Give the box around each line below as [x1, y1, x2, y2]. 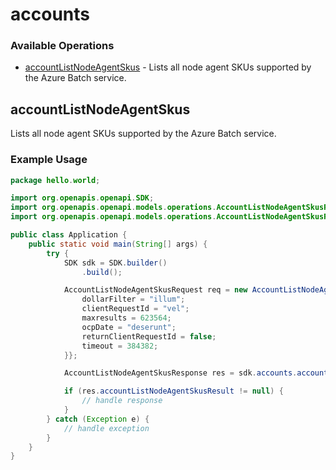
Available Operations [10, 39, 115, 53]
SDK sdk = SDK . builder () [63, 258, 168, 268]
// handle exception [63, 423, 150, 433]
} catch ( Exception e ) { [46, 414, 150, 424]
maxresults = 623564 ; [81, 313, 172, 323]
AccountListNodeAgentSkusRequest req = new [63, 285, 248, 295]
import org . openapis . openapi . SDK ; [10, 193, 155, 203]
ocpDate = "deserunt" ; [81, 322, 177, 332]
